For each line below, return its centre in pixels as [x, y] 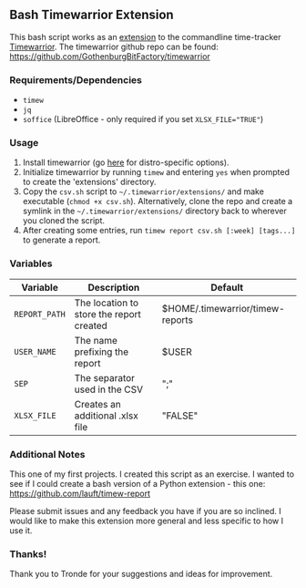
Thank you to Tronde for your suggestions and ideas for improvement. [141, 574]
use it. [21, 531]
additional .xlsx [106, 416]
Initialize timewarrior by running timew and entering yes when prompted [156, 172]
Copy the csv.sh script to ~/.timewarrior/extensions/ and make [143, 191]
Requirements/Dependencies [76, 79]
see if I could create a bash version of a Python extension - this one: [138, 484]
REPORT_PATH [40, 314]
